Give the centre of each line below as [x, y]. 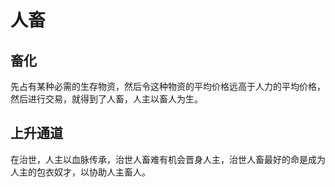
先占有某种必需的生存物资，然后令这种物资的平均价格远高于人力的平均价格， [168, 86]
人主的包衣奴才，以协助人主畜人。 [80, 172]
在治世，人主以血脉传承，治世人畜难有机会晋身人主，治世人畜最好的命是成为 [168, 159]
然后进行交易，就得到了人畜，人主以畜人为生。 [106, 99]
